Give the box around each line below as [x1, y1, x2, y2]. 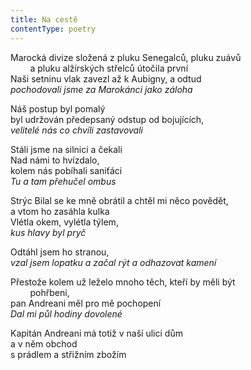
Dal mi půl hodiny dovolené [10, 307, 123, 320]
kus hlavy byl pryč [10, 226, 87, 238]
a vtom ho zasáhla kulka [10, 205, 110, 217]
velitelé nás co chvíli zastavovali [10, 124, 143, 136]
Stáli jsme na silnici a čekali [10, 143, 123, 155]
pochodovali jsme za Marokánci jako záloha [10, 83, 193, 95]
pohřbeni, [29, 286, 70, 298]
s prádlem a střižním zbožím [10, 348, 127, 360]
